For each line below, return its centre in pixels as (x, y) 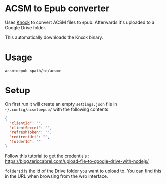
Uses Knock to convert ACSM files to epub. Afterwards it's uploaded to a (80, 22)
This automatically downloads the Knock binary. (54, 37)
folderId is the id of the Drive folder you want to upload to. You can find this (83, 171)
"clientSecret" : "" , (31, 128)
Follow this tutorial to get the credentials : (47, 156)
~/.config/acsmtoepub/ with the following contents (57, 109)
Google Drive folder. (26, 27)
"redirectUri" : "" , (30, 137)
